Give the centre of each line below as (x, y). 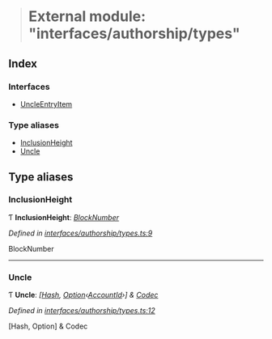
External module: (87, 17)
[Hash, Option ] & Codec (48, 326)
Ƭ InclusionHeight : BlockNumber (64, 217)
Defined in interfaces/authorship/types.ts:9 (81, 233)
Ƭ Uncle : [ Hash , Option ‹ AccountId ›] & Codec (83, 295)
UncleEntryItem (46, 104)
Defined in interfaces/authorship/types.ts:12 (82, 311)
